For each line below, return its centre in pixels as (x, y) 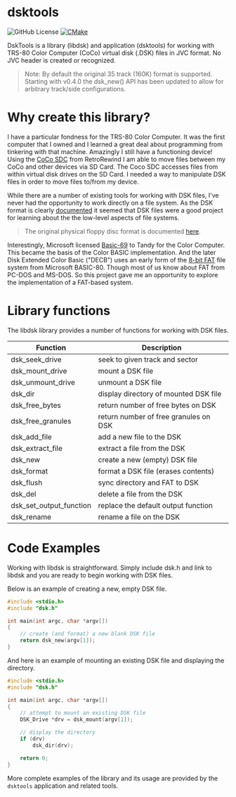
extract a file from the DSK (142, 448)
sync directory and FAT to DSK (148, 483)
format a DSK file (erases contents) (156, 471)
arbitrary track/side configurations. (75, 89)
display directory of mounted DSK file (160, 393)
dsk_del (24, 494)
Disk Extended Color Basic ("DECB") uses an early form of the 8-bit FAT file (117, 260)
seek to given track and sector (148, 359)
